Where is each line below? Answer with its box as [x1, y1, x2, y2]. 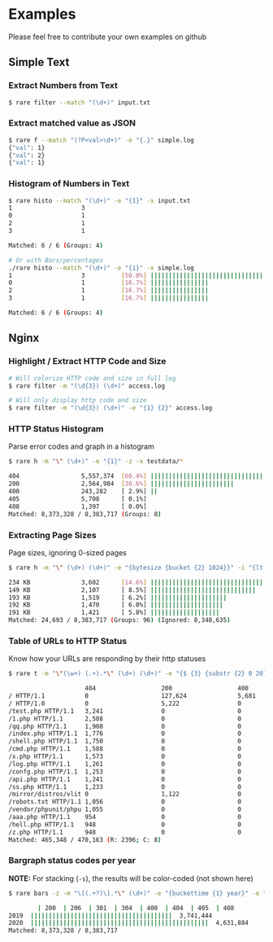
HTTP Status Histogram [8, 423, 104, 435]
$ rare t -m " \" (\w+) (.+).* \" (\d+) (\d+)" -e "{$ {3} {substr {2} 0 [8, 669, 253, 678]
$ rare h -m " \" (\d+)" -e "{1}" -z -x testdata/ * [8, 458, 184, 466]
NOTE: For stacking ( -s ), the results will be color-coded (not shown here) [8, 873, 253, 883]
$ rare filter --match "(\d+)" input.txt [8, 99, 151, 107]
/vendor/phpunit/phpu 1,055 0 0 [8, 805, 242, 814]
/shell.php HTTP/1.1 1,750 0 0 [8, 738, 242, 746]
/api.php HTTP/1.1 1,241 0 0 [8, 775, 242, 783]
